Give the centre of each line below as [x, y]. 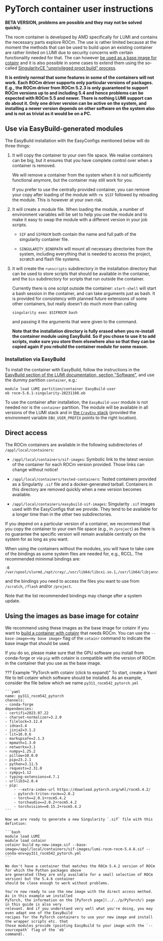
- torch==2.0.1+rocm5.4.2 [40, 798]
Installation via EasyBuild [35, 359]
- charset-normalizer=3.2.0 [33, 717]
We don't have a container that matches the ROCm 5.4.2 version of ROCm [80, 866]
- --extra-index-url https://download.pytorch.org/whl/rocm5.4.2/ [82, 789]
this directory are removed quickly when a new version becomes [77, 489]
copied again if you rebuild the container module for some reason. [80, 347]
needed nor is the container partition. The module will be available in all [77, 407]
